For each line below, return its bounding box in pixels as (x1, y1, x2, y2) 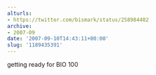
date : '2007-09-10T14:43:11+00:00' (7, 35, 109, 42)
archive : (7, 22, 32, 29)
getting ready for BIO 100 (7, 61, 79, 68)
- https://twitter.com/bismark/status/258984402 (7, 16, 149, 23)
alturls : (7, 10, 32, 17)
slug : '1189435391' (7, 42, 63, 48)
